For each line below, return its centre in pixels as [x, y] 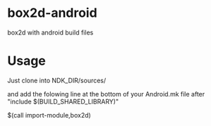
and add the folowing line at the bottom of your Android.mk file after [106, 94]
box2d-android [52, 13]
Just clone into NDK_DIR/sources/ [57, 80]
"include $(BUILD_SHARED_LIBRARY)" [63, 101]
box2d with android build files [50, 32]
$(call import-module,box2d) [49, 115]
